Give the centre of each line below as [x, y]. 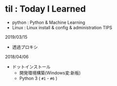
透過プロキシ [25, 47]
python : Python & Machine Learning [49, 22]
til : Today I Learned [45, 9]
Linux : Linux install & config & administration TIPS [62, 27]
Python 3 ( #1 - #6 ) [38, 78]
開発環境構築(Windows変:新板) [50, 73]
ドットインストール [31, 67]
